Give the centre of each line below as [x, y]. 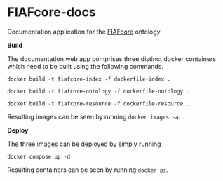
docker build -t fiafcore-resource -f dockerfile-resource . [99, 103]
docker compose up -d [39, 156]
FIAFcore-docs [52, 12]
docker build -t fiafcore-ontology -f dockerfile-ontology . [99, 91]
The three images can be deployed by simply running [84, 144]
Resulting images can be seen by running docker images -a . [94, 116]
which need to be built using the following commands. [85, 66]
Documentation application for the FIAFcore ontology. [85, 32]
